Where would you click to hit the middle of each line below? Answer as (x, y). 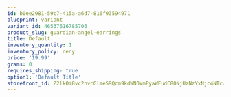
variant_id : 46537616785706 (47, 26)
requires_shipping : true (43, 70)
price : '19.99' (29, 58)
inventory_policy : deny (41, 52)
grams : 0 (20, 64)
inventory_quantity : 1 (40, 45)
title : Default (29, 39)
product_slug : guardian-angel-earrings (64, 32)
